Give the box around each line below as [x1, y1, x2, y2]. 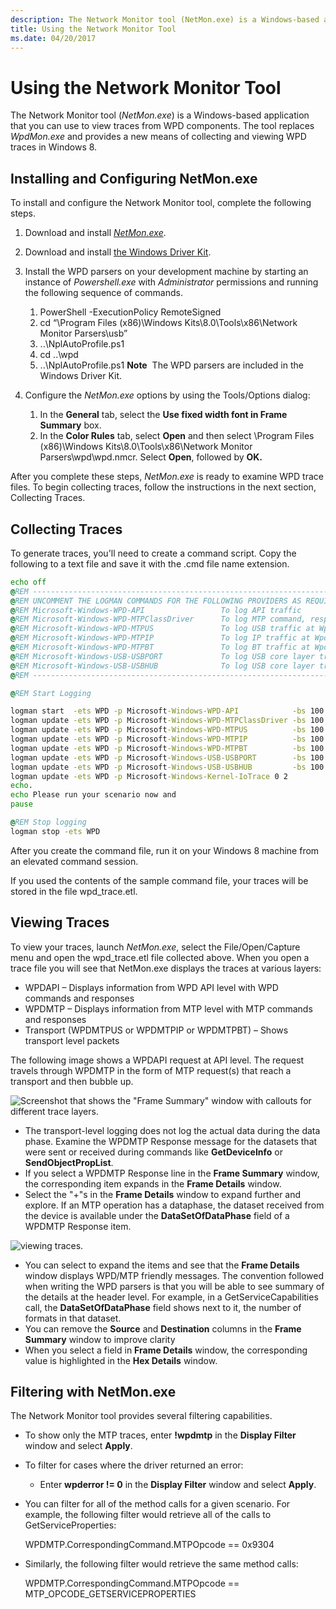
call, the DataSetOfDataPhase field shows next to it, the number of [24, 1301, 302, 1313]
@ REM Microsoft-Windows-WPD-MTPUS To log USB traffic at [10, 624, 315, 634]
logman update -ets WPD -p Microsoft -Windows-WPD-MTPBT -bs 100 [10, 743, 325, 753]
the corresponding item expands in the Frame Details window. [24, 1177, 282, 1190]
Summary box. [39, 419, 102, 431]
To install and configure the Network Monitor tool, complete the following [10, 197, 312, 209]
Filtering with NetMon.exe [10, 1384, 177, 1401]
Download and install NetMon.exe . [24, 227, 167, 239]
